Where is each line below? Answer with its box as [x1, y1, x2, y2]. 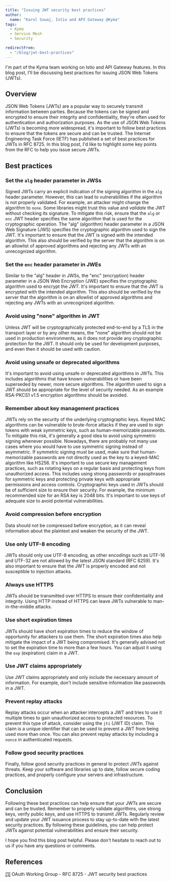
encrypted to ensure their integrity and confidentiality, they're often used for [5, 114, 166, 120]
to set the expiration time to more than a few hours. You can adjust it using [5, 644, 162, 650]
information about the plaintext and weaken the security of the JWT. [5, 528, 149, 534]
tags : [5, 21, 17, 27]
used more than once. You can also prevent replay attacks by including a [5, 731, 158, 737]
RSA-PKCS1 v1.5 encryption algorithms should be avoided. [5, 392, 128, 398]
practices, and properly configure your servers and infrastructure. [5, 772, 144, 778]
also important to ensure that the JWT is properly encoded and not [5, 563, 146, 569]
